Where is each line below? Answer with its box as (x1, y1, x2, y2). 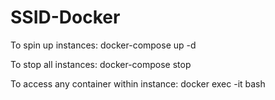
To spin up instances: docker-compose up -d (10, 39, 197, 51)
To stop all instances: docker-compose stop (10, 58, 192, 70)
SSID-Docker (10, 6, 121, 29)
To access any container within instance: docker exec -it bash (10, 77, 266, 90)
